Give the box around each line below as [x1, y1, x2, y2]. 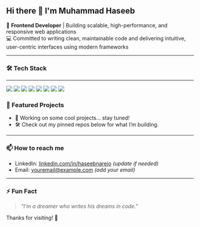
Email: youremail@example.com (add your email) [14, 166, 136, 173]
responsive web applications [6, 28, 76, 35]
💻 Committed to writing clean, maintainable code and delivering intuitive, [6, 34, 186, 42]
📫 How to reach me [6, 144, 64, 152]
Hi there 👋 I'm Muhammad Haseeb [6, 6, 135, 16]
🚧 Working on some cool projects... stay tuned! [14, 114, 130, 122]
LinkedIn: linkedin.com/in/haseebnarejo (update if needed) [14, 160, 159, 167]
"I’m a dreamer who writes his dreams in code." [20, 203, 138, 210]
